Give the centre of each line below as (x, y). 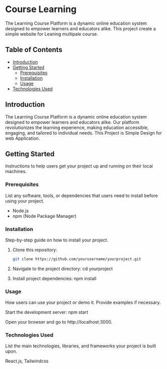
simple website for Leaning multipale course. (52, 34)
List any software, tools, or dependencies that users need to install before (81, 196)
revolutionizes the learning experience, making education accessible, (77, 128)
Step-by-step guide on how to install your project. (57, 240)
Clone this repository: (35, 250)
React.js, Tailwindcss (27, 361)
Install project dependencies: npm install (54, 278)
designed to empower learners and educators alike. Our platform (72, 122)
